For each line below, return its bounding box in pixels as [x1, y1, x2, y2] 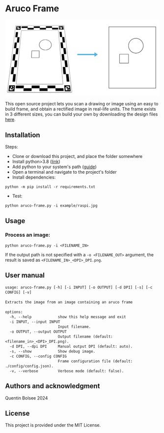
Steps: [5, 144, 18, 150]
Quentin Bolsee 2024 [5, 395, 48, 401]
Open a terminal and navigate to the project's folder [12, 169, 117, 175]
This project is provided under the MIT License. [5, 422, 101, 428]
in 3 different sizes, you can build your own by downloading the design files [5, 111, 158, 117]
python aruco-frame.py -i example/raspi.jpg [5, 203, 98, 208]
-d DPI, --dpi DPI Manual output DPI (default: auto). [9, 344, 133, 349]
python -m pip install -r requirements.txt [5, 185, 96, 189]
